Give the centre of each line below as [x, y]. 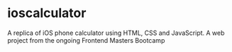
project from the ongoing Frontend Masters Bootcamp [86, 40]
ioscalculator [47, 13]
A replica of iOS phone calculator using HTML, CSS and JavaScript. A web [116, 33]
